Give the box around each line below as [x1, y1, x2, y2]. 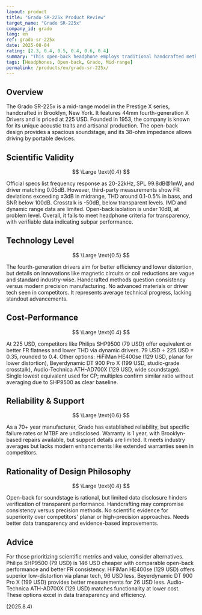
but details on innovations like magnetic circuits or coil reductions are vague [6, 269, 195, 277]
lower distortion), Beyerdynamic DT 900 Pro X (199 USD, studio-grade [6, 359, 180, 367]
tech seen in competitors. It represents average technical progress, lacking [6, 289, 192, 296]
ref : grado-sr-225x [6, 37, 55, 43]
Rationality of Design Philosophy [6, 467, 131, 477]
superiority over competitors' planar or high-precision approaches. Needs [6, 513, 189, 521]
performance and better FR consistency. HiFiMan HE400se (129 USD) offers [6, 566, 195, 573]
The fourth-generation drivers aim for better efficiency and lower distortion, [6, 263, 194, 271]
